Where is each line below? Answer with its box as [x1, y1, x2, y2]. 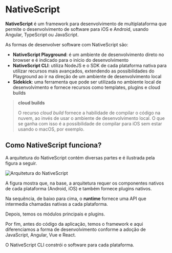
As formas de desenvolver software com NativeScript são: [5, 41, 128, 47]
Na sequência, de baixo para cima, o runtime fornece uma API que [5, 195, 147, 202]
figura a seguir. [5, 160, 37, 166]
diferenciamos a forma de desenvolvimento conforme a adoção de [5, 226, 146, 232]
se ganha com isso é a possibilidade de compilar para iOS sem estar [17, 120, 162, 127]
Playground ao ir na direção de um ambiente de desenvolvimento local [12, 73, 162, 79]
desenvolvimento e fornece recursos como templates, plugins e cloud [12, 84, 160, 91]
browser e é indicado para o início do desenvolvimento [12, 57, 129, 63]
